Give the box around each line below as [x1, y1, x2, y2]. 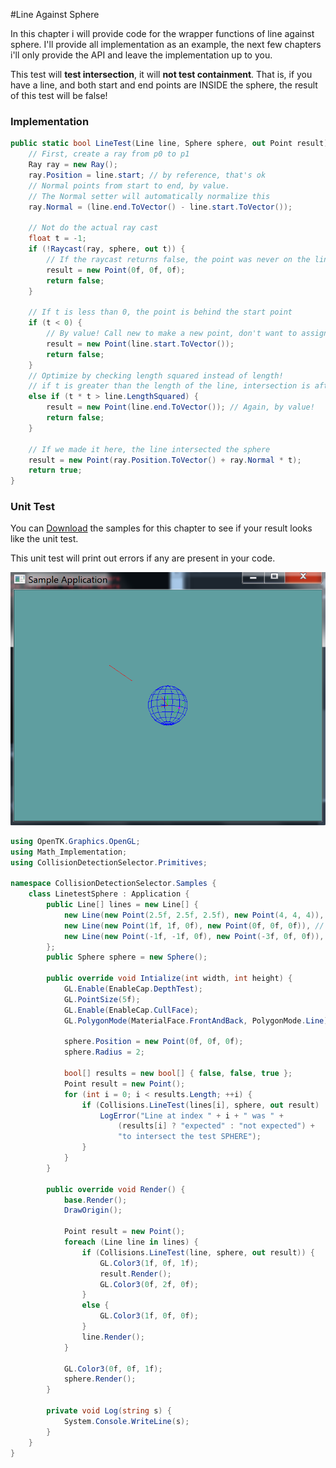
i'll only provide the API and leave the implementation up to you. [10, 49, 273, 61]
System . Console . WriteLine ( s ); [63, 1416, 190, 1426]
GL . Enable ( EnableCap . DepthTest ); [63, 984, 203, 994]
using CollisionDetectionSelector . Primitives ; [10, 857, 208, 868]
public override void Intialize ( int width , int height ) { [46, 974, 293, 984]
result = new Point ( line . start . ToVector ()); [46, 339, 235, 349]
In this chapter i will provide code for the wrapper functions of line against [10, 28, 315, 39]
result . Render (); [99, 1269, 172, 1279]
